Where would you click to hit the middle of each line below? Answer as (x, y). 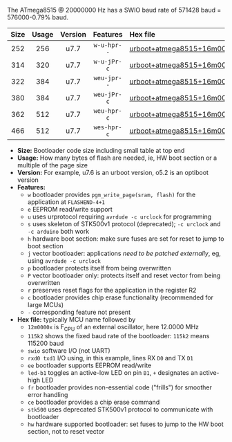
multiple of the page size (52, 165)
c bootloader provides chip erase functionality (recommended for (120, 297)
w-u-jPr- (108, 62)
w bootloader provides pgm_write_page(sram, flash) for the (112, 194)
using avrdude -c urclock (64, 261)
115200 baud (46, 343)
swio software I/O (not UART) (69, 350)
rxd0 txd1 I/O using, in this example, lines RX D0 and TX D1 (110, 358)
